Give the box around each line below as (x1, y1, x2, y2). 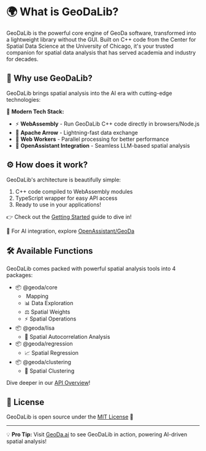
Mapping (26, 292, 49, 300)
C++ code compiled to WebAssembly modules (15, 188, 133, 195)
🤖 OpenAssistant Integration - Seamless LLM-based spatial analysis (15, 142, 190, 149)
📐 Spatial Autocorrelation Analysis (24, 333, 110, 341)
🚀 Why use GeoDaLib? (6, 73, 93, 83)
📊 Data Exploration (24, 300, 74, 307)
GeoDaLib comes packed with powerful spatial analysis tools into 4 (6, 265, 176, 273)
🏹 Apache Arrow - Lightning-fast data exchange (15, 129, 138, 136)
